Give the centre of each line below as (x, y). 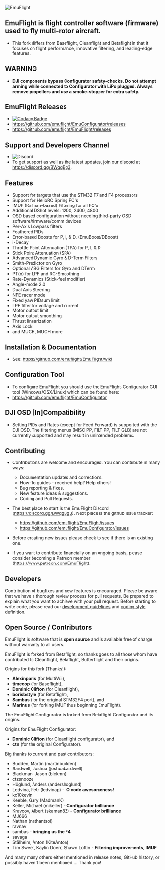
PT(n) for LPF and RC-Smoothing (46, 274)
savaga (19, 837)
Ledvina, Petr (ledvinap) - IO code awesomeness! (63, 789)
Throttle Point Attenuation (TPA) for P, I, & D (56, 248)
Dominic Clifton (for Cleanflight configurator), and (63, 739)
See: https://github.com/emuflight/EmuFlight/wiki (62, 359)
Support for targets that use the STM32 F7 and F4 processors (75, 195)
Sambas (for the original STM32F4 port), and (58, 699)
